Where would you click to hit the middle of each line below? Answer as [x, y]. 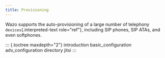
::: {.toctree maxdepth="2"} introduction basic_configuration [68, 45]
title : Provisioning [27, 10]
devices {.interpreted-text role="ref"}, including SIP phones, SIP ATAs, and [83, 30]
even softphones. [24, 35]
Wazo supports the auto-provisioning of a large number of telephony [77, 24]
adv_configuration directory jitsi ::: [41, 50]
